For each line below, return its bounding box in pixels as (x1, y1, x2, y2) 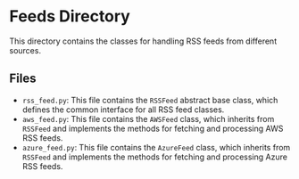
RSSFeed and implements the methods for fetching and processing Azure (21, 151, 288, 162)
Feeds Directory (9, 6, 131, 27)
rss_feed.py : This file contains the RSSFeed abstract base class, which (21, 94, 278, 105)
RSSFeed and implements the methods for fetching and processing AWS (21, 123, 284, 134)
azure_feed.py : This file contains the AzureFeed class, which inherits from (21, 142, 291, 152)
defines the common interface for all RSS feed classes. (21, 104, 225, 115)
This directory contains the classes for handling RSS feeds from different (9, 36, 278, 46)
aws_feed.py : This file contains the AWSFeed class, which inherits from (21, 113, 275, 124)
